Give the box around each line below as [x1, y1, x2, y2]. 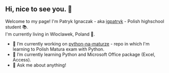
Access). [12, 56, 31, 62]
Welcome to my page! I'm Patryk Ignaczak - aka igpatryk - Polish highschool [5, 18, 164, 24]
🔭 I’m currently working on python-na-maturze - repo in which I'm [12, 40, 150, 46]
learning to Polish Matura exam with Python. [12, 46, 104, 52]
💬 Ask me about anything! [12, 62, 67, 68]
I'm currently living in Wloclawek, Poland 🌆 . [5, 31, 95, 37]
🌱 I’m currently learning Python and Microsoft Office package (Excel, [12, 51, 155, 57]
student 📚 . [5, 23, 29, 30]
